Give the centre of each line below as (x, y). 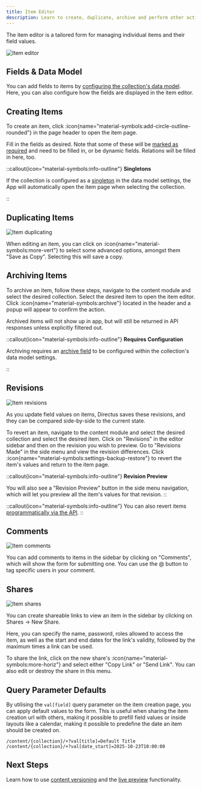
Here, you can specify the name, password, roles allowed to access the (95, 634)
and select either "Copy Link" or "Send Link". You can (129, 665)
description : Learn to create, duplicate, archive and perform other (95, 18)
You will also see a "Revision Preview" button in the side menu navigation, (98, 488)
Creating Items (35, 111)
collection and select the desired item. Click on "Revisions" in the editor (95, 439)
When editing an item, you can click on (54, 244)
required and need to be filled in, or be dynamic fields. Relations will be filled (101, 151)
